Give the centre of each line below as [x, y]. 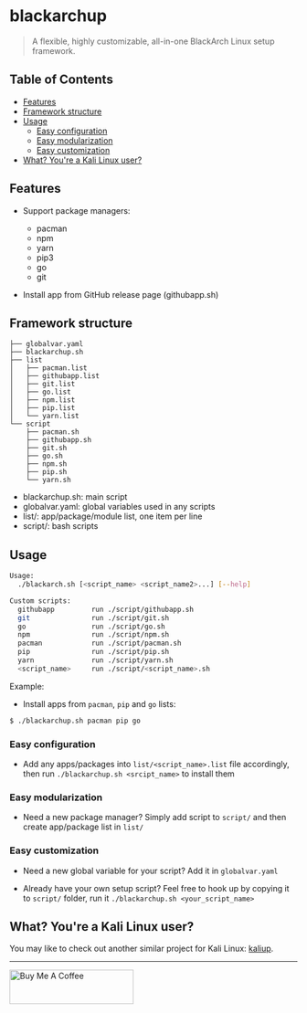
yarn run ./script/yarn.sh [95, 660]
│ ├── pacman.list [49, 368]
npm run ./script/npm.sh [94, 635]
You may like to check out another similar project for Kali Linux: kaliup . [142, 949]
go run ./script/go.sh [92, 627]
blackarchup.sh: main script [75, 497]
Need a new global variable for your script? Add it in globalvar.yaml [150, 871]
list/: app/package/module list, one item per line [112, 516]
